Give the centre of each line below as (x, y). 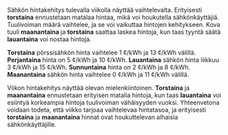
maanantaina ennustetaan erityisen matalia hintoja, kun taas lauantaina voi (114, 95)
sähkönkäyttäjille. (32, 124)
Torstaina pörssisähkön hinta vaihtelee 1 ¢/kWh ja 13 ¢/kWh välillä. (102, 52)
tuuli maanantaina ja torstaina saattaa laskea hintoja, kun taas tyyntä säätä (114, 32)
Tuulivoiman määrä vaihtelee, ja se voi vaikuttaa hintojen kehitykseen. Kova (114, 24)
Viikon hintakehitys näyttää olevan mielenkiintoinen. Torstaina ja (99, 88)
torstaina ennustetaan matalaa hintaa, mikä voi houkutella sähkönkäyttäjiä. (113, 17)
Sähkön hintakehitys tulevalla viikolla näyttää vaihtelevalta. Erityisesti (105, 10)
